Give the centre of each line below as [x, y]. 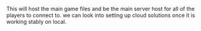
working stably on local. [36, 22]
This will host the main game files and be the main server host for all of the [100, 9]
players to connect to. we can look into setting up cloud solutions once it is [101, 15]
